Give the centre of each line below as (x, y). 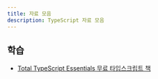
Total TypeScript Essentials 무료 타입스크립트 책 (84, 69)
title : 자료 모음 (30, 14)
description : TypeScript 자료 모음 (56, 20)
